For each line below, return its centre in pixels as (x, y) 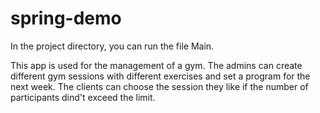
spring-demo (66, 18)
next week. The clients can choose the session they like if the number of (159, 86)
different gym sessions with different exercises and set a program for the (160, 76)
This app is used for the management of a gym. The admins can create (156, 65)
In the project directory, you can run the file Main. (112, 46)
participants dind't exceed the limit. (83, 97)
